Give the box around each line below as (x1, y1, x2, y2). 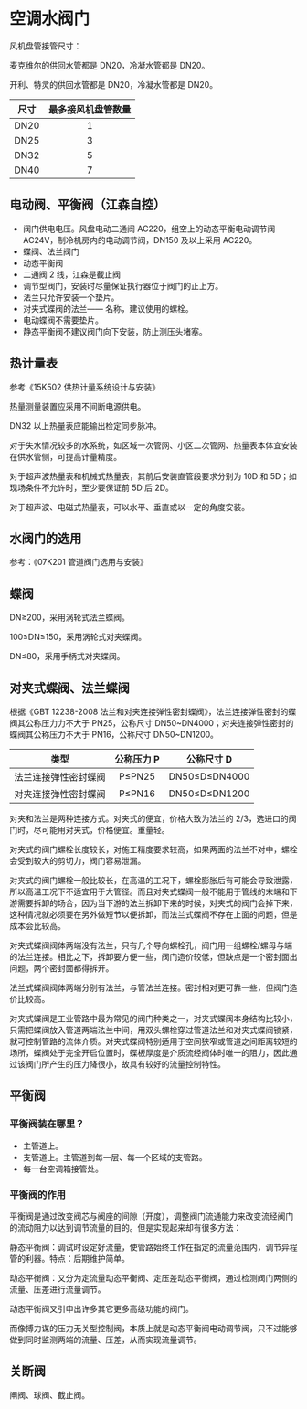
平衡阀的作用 (9, 1188, 67, 1201)
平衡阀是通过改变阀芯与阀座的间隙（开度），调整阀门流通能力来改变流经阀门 (9, 1211, 294, 1222)
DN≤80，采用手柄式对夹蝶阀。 (9, 651, 125, 662)
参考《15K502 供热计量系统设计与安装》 (9, 381, 161, 392)
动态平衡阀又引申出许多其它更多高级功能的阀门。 (9, 1303, 194, 1314)
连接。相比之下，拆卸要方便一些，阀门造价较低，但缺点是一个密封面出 (33, 952, 298, 962)
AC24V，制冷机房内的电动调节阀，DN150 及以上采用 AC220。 (22, 234, 258, 245)
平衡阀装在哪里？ (9, 1117, 85, 1130)
